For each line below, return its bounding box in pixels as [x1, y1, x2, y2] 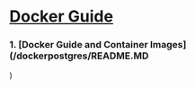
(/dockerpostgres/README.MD [9, 49, 149, 62]
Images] [149, 39, 187, 51]
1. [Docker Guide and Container [9, 39, 148, 51]
